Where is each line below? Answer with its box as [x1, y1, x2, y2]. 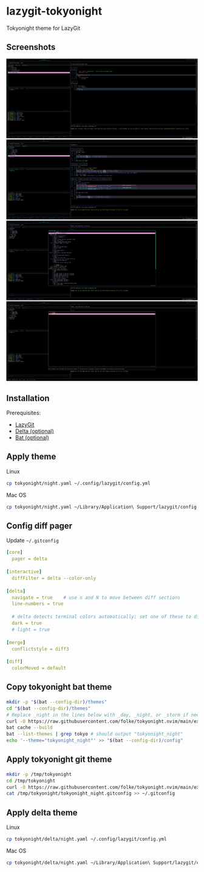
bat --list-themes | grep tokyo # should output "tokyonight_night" [6, 731, 183, 737]
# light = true [12, 626, 50, 633]
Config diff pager [6, 521, 73, 531]
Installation [6, 393, 50, 403]
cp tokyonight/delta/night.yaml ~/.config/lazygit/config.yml [6, 836, 167, 842]
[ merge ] [6, 639, 26, 645]
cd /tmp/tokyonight [6, 778, 56, 784]
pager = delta [12, 556, 47, 562]
